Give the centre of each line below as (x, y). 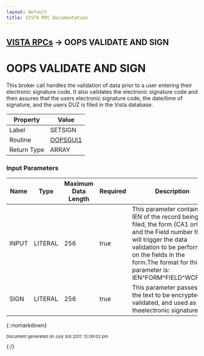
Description (172, 191)
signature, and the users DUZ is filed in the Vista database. (80, 105)
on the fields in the (158, 255)
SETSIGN (63, 130)
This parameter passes (165, 288)
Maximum (79, 184)
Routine (20, 139)
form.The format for (160, 262)
